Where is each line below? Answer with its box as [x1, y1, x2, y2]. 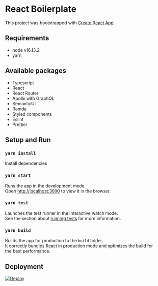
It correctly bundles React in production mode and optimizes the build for [5, 243, 153, 249]
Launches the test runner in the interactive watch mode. [5, 210, 119, 216]
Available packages [5, 66, 66, 75]
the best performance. [5, 248, 51, 254]
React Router [12, 90, 39, 96]
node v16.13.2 [12, 47, 40, 53]
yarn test [5, 200, 28, 206]
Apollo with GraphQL [12, 95, 55, 101]
